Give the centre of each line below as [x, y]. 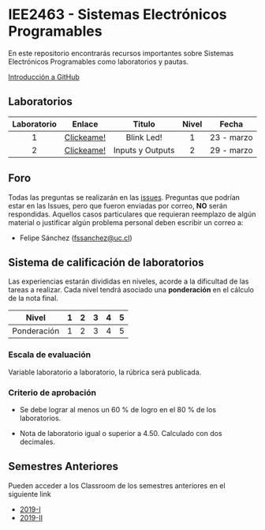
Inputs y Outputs [144, 150]
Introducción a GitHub [44, 77]
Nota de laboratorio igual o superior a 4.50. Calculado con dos [121, 433]
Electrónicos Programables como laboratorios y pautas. [99, 62]
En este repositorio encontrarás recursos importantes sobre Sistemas [121, 53]
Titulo [144, 124]
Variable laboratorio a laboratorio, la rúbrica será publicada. [105, 372]
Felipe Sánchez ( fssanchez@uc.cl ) [76, 238]
